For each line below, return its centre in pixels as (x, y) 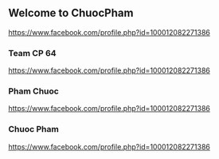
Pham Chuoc (34, 91)
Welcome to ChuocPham (71, 13)
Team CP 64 (33, 53)
